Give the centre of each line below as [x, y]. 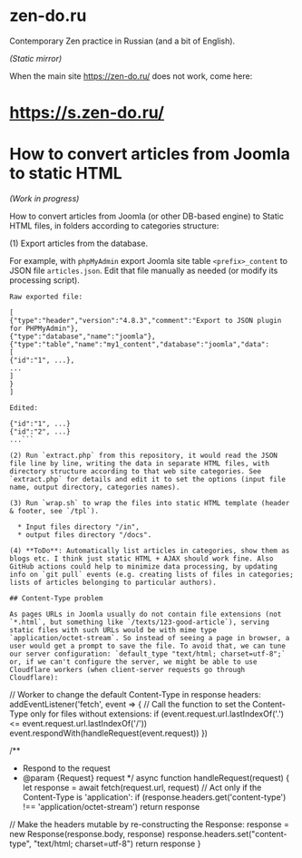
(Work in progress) [44, 199]
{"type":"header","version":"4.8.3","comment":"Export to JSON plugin [146, 321]
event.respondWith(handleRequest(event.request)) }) [109, 733]
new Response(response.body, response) [88, 834]
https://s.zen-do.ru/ [87, 113]
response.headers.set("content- [227, 834]
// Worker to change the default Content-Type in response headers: [135, 695]
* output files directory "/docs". [85, 535]
